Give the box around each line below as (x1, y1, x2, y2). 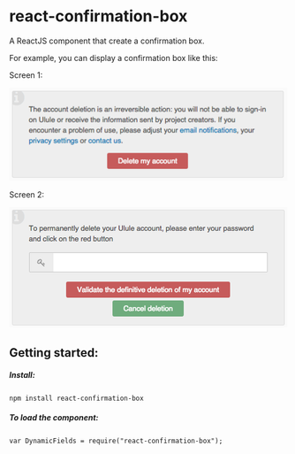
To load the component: (9, 412, 99, 423)
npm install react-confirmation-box (9, 394, 144, 403)
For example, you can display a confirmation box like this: (9, 52, 218, 63)
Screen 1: (9, 69, 43, 81)
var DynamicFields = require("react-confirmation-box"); (9, 436, 223, 445)
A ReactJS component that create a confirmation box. (9, 35, 205, 46)
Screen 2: (9, 189, 45, 200)
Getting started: (9, 345, 99, 360)
